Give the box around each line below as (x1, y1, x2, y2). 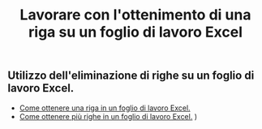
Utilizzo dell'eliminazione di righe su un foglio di (7, 69, 255, 83)
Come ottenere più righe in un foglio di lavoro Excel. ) (19, 111, 198, 121)
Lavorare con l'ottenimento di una (19, 6, 251, 24)
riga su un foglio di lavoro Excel (28, 23, 243, 41)
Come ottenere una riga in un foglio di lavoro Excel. (19, 103, 191, 113)
